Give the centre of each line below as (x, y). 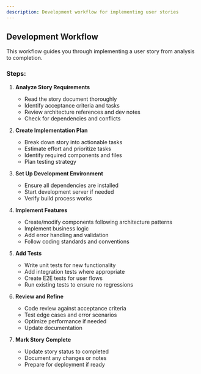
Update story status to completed (66, 351)
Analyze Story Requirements (53, 87)
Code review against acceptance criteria (75, 308)
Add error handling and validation (66, 235)
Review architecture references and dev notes (82, 112)
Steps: (16, 74)
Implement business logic (57, 228)
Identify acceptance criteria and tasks (72, 105)
